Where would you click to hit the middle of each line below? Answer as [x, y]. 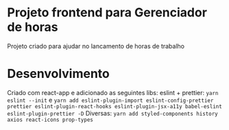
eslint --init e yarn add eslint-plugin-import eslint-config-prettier [110, 100]
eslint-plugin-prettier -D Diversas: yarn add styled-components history [112, 113]
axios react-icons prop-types [50, 120]
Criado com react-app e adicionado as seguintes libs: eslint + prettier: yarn [113, 92]
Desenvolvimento [58, 74]
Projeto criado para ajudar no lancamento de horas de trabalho [96, 46]
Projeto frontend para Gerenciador [107, 13]
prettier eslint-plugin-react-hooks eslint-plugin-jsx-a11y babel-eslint [115, 106]
